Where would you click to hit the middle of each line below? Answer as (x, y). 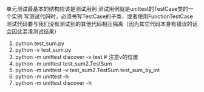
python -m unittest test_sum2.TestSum (63, 64)
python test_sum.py (40, 43)
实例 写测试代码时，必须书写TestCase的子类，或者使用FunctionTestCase (102, 16)
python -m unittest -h (42, 76)
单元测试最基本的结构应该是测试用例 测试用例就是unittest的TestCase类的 (97, 9)
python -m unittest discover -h (53, 83)
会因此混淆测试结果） (33, 31)
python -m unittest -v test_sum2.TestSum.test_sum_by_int (87, 70)
